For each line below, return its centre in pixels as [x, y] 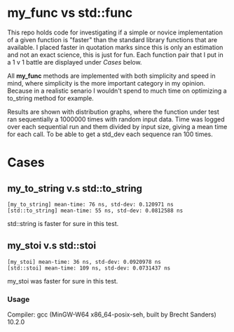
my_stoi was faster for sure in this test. [63, 281]
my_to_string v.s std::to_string [75, 188]
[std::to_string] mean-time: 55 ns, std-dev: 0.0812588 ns [95, 211]
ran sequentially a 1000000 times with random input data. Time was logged [116, 119]
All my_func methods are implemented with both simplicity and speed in [111, 76]
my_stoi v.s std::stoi [52, 246]
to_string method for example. [51, 98]
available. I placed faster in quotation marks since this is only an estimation [115, 47]
